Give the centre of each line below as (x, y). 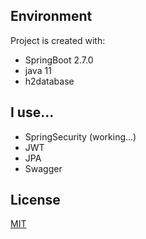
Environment (51, 16)
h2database (49, 81)
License (35, 200)
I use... (32, 112)
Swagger (43, 168)
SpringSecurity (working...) (80, 136)
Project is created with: (58, 40)
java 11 (38, 70)
